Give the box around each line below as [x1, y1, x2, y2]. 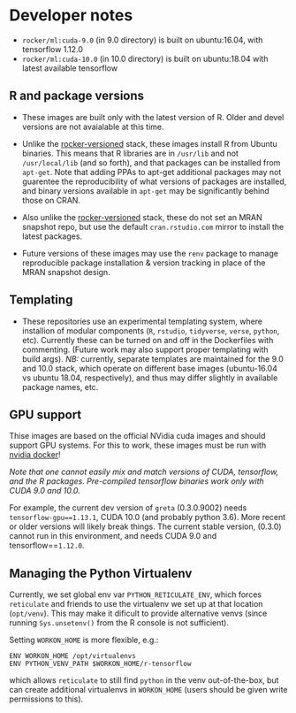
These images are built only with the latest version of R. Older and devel [21, 111, 285, 122]
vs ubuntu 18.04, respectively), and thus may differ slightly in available [21, 372, 278, 383]
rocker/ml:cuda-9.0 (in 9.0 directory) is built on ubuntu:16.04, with [21, 34, 263, 45]
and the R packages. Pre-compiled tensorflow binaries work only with [9, 476, 265, 487]
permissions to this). [9, 694, 84, 704]
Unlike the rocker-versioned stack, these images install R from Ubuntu [21, 138, 278, 149]
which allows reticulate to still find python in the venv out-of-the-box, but [9, 675, 279, 686]
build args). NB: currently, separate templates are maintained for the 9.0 [21, 353, 285, 364]
